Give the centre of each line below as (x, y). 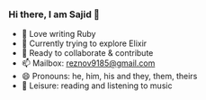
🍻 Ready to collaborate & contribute (87, 53)
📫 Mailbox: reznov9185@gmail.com (88, 63)
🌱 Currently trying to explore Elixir (84, 43)
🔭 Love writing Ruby (58, 34)
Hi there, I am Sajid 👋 (54, 14)
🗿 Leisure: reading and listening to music (97, 86)
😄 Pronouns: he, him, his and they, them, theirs (109, 77)
